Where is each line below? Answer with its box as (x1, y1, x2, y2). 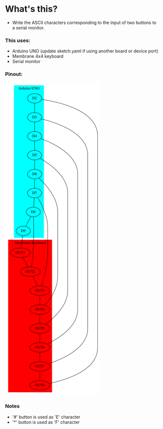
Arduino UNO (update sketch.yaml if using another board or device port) (12, 48, 159, 54)
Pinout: (5, 71, 23, 78)
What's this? (5, 3, 58, 15)
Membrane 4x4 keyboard (12, 53, 64, 59)
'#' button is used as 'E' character (12, 414, 81, 420)
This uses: (5, 37, 31, 44)
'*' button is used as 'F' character (12, 419, 80, 425)
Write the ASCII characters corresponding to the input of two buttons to (12, 20, 157, 25)
